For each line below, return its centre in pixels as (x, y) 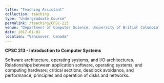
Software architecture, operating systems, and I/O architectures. (70, 60)
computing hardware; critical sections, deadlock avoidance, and (70, 70)
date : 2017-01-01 (23, 32)
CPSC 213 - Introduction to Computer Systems (53, 50)
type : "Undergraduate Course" (36, 18)
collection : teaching (27, 14)
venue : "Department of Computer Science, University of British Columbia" (83, 28)
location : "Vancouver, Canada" (37, 37)
